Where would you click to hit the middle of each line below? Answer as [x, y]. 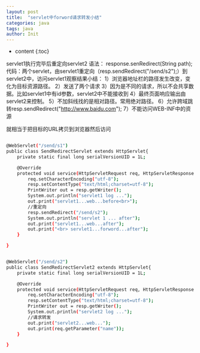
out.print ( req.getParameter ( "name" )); [76, 328]
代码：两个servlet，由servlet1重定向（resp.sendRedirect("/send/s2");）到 [97, 71]
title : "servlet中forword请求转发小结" [54, 17]
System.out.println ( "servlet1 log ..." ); [80, 196]
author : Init [22, 34]
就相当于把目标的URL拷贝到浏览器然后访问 [59, 129]
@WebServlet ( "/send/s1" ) [37, 146]
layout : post [22, 12]
